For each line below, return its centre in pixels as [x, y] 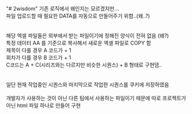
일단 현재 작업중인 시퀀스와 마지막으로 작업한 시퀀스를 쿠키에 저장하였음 [87, 84]
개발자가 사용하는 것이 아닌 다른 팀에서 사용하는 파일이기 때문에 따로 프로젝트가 [96, 98]
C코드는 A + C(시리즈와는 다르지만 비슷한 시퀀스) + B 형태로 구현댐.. [84, 65]
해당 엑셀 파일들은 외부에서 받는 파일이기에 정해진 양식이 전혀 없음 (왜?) [87, 36]
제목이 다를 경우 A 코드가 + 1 [39, 50]
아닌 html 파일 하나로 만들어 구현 [43, 105]
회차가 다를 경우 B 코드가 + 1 [39, 58]
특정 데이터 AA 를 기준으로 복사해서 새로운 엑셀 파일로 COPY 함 [79, 43]
